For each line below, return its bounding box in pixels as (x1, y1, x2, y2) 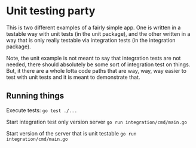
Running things (6, 91, 65, 101)
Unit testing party (6, 4, 96, 18)
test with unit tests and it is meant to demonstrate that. (6, 73, 140, 81)
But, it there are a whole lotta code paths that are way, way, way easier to (6, 67, 187, 74)
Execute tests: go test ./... (6, 106, 78, 114)
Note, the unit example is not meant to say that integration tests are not (6, 54, 181, 61)
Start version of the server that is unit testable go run (6, 129, 137, 137)
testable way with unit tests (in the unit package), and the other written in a (6, 30, 191, 37)
